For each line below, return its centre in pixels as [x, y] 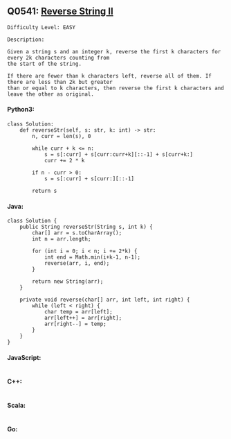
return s [45, 191]
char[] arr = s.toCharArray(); [77, 233]
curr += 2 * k [64, 161]
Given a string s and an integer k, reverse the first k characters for [114, 51]
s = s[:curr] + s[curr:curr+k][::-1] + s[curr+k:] [119, 155]
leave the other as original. [51, 94]
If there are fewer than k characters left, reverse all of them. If [110, 76]
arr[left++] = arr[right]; [83, 318]
